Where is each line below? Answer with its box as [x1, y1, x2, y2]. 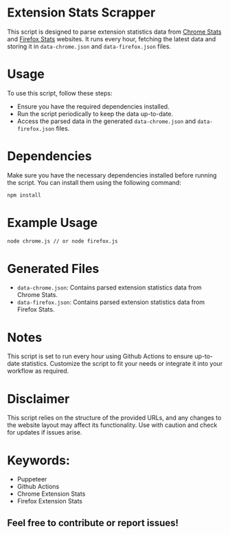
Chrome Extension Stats [16, 490, 86, 498]
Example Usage [7, 215, 98, 230]
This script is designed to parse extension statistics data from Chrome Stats [7, 28, 222, 36]
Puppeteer [16, 475, 47, 483]
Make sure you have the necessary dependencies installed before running [7, 171, 218, 179]
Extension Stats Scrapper [7, 5, 156, 21]
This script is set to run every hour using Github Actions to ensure [7, 352, 194, 360]
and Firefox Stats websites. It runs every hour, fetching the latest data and [7, 34, 216, 43]
